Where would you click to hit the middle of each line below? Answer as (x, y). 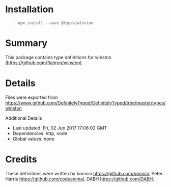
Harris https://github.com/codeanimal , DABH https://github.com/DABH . (80, 179)
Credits (21, 159)
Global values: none (33, 139)
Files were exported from (32, 97)
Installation (30, 9)
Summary (26, 43)
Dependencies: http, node (40, 133)
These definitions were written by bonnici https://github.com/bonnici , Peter (84, 173)
